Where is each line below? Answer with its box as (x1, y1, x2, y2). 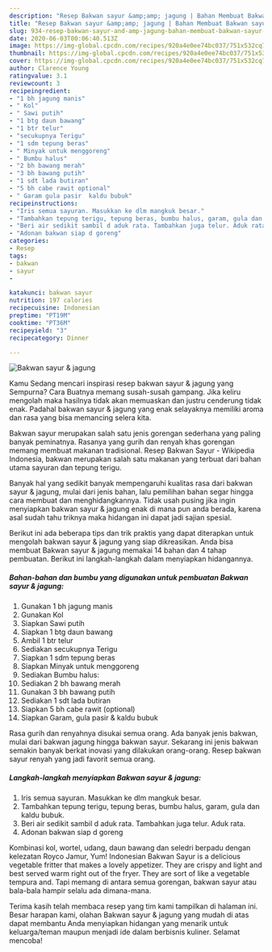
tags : (9, 252, 27, 260)
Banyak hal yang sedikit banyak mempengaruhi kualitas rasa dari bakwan (9, 478, 253, 488)
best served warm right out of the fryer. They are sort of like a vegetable (9, 869, 250, 879)
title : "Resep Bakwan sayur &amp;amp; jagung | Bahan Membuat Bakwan (9, 19, 249, 27)
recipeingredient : (9, 86, 71, 95)
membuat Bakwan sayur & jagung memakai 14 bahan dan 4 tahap (9, 545, 227, 555)
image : (9, 42, 31, 50)
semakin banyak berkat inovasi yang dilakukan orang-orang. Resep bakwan (9, 745, 262, 755)
